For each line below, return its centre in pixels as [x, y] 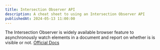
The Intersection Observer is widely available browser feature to [70, 33]
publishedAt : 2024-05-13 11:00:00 [40, 18]
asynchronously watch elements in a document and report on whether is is [80, 37]
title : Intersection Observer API [40, 9]
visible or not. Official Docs [32, 43]
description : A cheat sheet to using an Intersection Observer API [75, 14]
